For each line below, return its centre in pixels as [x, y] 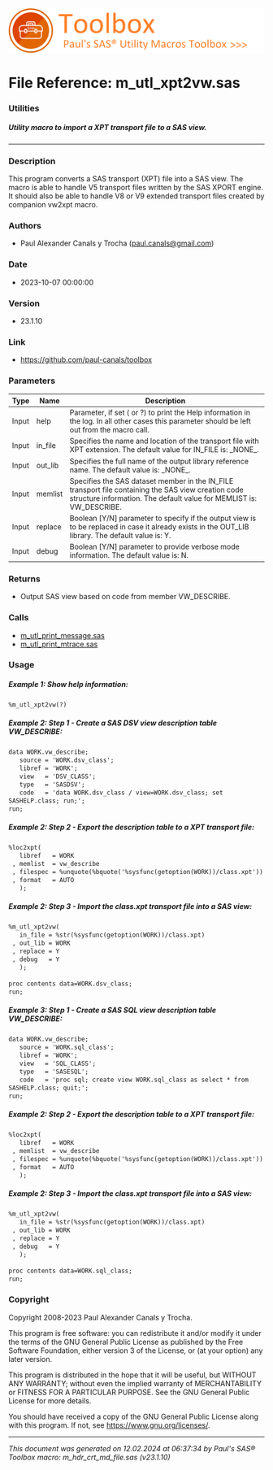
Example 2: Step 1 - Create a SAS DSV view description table [113, 723]
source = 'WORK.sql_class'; [67, 1048]
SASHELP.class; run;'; [47, 801]
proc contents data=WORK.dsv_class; [70, 984]
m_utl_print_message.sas [63, 635]
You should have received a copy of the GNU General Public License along [133, 1416]
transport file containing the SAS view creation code [156, 489]
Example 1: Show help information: [68, 685]
